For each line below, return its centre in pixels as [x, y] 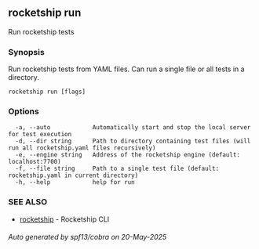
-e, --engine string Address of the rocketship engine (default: [128, 155]
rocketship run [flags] [47, 92]
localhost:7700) [35, 162]
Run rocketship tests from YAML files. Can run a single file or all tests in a [126, 69]
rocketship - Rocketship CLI [64, 219]
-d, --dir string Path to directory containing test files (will [133, 141]
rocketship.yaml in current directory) [73, 175]
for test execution [40, 135]
